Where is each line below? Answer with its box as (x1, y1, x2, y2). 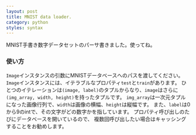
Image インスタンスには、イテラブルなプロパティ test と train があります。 (6, 79, 180, 86)
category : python (6, 19, 49, 25)
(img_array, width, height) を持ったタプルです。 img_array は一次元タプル (6, 94, 186, 101)
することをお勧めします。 (6, 123, 67, 130)
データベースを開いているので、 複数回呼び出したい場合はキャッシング (16, 115, 187, 122)
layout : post (6, 8, 38, 15)
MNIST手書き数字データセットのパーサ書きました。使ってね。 (6, 41, 156, 48)
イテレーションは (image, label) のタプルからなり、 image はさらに (21, 86, 178, 93)
